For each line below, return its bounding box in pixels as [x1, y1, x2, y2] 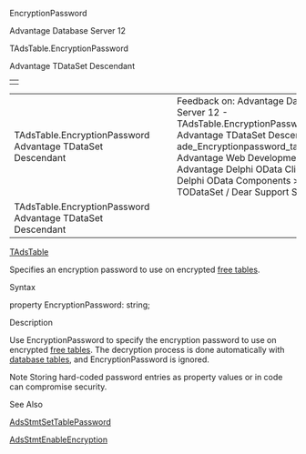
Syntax [9, 282, 36, 292]
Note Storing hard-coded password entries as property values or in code [9, 372, 283, 382]
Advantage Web [176, 152, 246, 164]
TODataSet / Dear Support [176, 186, 290, 198]
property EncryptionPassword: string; [9, 299, 150, 310]
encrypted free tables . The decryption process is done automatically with [9, 345, 285, 355]
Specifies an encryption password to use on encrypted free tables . [9, 264, 260, 275]
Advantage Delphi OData [176, 163, 283, 176]
